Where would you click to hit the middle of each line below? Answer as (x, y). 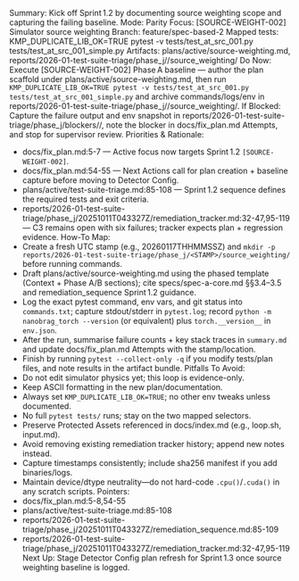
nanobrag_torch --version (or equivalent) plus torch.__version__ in (146, 321)
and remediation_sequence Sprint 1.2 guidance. (109, 292)
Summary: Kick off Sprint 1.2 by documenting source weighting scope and (145, 13)
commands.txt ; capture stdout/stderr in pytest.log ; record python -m (147, 311)
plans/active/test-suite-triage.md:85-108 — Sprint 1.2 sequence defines (154, 190)
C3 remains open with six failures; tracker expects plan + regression (158, 228)
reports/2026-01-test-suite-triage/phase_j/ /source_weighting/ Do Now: (141, 60)
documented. (46, 406)
